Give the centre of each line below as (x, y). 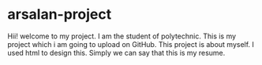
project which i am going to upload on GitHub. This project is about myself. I (131, 44)
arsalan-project (60, 14)
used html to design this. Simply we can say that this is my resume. (116, 52)
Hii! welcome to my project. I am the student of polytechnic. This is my (122, 36)
